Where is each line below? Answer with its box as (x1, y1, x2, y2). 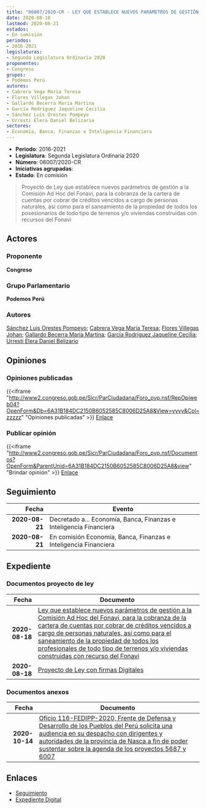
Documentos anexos (6, 688, 69, 696)
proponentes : (6, 60, 40, 66)
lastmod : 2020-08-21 (6, 20, 59, 26)
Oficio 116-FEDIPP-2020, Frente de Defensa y (39, 714, 177, 723)
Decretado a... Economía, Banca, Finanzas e (49, 515, 176, 524)
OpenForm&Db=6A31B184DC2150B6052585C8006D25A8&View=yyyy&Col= (6, 407, 200, 414)
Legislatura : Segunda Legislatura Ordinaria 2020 (15, 152, 140, 159)
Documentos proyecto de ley (6, 580, 94, 588)
